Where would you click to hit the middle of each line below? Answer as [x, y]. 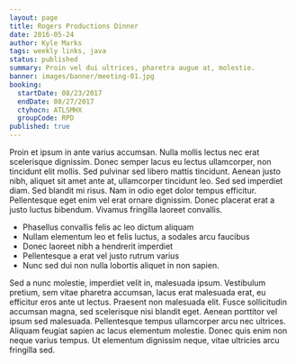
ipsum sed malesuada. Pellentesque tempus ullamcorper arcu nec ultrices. [148, 321]
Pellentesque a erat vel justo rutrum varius [101, 256]
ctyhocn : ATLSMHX [50, 110]
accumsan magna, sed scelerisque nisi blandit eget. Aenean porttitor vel [144, 311]
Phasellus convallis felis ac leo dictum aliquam [108, 227]
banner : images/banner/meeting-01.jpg [82, 77]
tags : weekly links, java [58, 51]
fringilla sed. [32, 350]
